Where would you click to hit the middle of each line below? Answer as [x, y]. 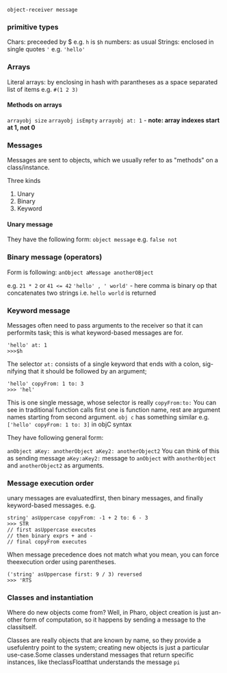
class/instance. [28, 167]
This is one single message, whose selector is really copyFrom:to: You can [112, 402]
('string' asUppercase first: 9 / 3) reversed [75, 575]
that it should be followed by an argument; [87, 371]
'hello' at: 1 [27, 345]
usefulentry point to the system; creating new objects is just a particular [108, 648]
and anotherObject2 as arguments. [56, 465]
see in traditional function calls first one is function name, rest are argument [114, 409]
